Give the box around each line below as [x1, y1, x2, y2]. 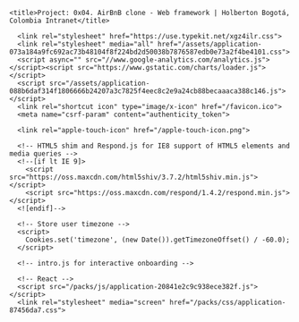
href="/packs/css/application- [169, 298, 286, 307]
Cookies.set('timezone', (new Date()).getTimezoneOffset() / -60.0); [25, 235, 291, 244]
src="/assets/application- [48, 79, 150, 88]
